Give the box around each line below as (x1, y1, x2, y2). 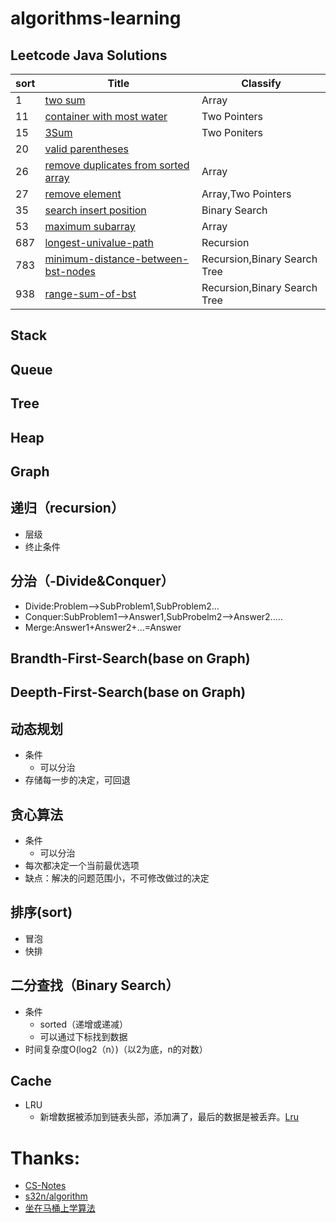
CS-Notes (24, 1180, 67, 1192)
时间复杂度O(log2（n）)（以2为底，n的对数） (24, 1043, 208, 1055)
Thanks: (10, 1147, 81, 1169)
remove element (44, 187, 122, 201)
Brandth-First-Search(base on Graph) (10, 650, 251, 667)
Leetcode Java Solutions (10, 47, 168, 64)
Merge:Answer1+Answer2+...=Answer (24, 621, 182, 633)
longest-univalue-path (44, 236, 154, 249)
